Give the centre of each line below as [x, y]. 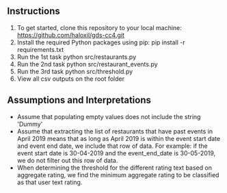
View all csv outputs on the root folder [71, 79]
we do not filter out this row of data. [67, 160]
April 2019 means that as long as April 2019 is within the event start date [119, 138]
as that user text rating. [50, 182]
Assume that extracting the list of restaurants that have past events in [115, 131]
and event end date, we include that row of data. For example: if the [112, 146]
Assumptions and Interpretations [79, 100]
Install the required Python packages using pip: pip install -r [101, 42]
